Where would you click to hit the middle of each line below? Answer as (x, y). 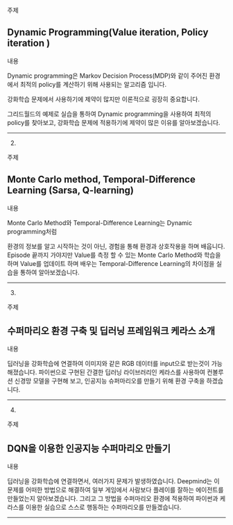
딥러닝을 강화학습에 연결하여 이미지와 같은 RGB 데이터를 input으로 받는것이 (109, 364)
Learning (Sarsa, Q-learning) (70, 191)
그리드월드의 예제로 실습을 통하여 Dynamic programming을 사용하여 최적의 (109, 114)
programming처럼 (32, 231)
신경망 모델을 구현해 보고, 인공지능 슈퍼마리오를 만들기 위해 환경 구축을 (110, 381)
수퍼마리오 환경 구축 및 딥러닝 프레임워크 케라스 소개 (111, 331)
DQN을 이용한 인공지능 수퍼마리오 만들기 (89, 448)
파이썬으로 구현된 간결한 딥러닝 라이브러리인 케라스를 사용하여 (122, 372)
